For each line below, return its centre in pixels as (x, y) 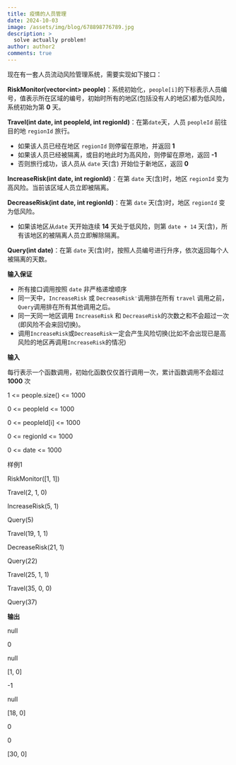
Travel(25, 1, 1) (28, 574)
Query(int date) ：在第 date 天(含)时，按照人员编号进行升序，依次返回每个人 (118, 250)
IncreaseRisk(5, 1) (33, 506)
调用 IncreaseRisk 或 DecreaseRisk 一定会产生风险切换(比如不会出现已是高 (122, 333)
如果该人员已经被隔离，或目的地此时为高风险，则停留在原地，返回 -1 (117, 154)
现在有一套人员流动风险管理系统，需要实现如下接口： (85, 74)
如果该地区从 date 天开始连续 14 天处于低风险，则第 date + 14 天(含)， (119, 226)
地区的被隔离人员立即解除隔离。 (77, 235)
